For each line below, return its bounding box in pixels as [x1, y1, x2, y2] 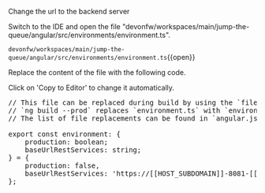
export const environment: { [8, 130, 121, 139]
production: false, [24, 161, 100, 170]
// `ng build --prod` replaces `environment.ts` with [8, 106, 221, 115]
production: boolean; [24, 138, 109, 147]
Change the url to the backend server [8, 7, 130, 16]
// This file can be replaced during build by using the [8, 98, 233, 107]
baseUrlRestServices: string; [24, 146, 142, 154]
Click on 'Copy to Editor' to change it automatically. [8, 83, 175, 92]
